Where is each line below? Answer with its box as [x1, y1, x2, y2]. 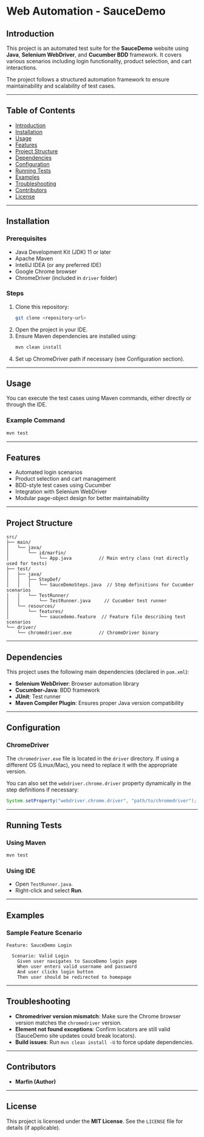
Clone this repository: [15, 303, 69, 310]
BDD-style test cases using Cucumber [15, 482, 111, 489]
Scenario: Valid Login [12, 953, 69, 959]
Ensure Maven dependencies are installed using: [15, 332, 137, 339]
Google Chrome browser [15, 268, 77, 275]
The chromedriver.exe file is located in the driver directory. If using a [6, 754, 179, 762]
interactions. [6, 64, 38, 71]
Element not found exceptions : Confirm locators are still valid [15, 1025, 171, 1032]
